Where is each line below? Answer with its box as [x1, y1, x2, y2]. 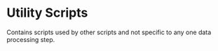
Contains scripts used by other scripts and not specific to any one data [6, 28, 212, 36]
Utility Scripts [6, 5, 88, 21]
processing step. [6, 35, 55, 43]
